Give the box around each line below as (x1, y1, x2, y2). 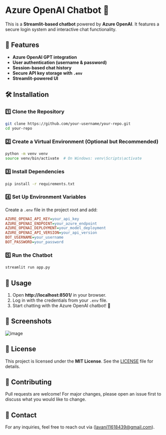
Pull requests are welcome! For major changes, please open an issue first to (5, 391, 161, 397)
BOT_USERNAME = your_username (5, 235, 64, 240)
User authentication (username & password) (12, 59, 107, 65)
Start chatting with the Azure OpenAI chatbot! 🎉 (12, 302, 111, 309)
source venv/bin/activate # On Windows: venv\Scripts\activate (5, 156, 142, 161)
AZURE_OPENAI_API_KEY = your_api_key (5, 216, 79, 221)
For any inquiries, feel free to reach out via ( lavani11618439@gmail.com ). (5, 424, 155, 430)
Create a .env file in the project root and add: (5, 207, 98, 213)
